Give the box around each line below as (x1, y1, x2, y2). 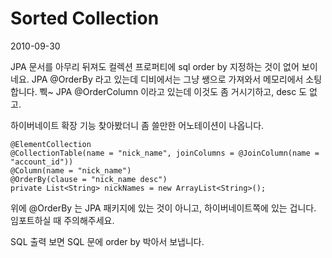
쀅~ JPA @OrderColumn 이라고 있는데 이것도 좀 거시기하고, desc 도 (39, 85, 308, 97)
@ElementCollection (10, 139, 92, 149)
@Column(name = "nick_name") (10, 165, 132, 176)
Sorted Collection (10, 7, 160, 30)
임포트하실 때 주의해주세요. (10, 214, 115, 226)
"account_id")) (10, 157, 74, 167)
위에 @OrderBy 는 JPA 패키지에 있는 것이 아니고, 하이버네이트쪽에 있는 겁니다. (10, 202, 317, 214)
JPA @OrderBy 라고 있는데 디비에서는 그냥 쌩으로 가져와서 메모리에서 (31, 73, 304, 85)
